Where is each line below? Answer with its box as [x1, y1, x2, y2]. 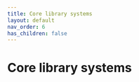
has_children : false [7, 29, 68, 37]
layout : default [7, 17, 55, 24]
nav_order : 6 [7, 23, 46, 30]
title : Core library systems [7, 10, 93, 18]
